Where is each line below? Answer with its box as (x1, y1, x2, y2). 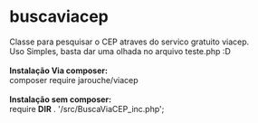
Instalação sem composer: (9, 93, 111, 105)
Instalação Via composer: (9, 65, 109, 76)
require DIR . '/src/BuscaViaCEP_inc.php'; (9, 103, 165, 114)
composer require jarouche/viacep (9, 74, 139, 85)
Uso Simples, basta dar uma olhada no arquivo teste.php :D (9, 45, 231, 56)
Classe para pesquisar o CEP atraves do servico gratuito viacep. (9, 36, 250, 47)
